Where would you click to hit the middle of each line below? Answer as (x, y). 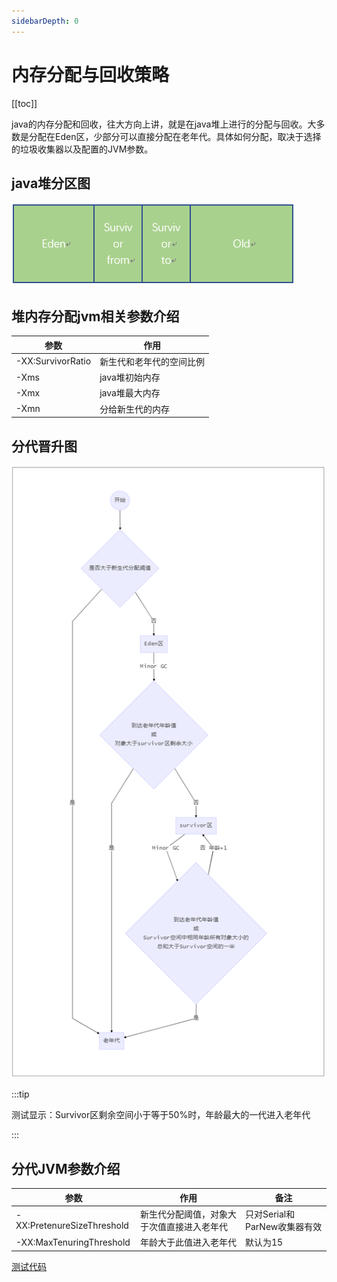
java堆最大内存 (130, 393)
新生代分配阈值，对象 (183, 1214)
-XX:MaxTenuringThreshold (73, 1242)
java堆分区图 (51, 183)
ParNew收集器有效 (284, 1226)
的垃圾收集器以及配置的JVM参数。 (82, 149)
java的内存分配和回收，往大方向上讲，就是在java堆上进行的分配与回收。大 (164, 124)
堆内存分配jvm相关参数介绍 (95, 316)
